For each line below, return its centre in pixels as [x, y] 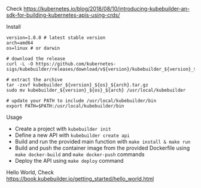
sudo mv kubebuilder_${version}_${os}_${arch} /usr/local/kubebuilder [96, 90]
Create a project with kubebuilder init [63, 129]
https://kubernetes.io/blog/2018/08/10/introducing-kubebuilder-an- [107, 9]
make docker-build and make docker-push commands [80, 154]
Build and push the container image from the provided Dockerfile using [102, 148]
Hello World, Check [30, 172]
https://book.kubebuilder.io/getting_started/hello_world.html [80, 179]
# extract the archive [34, 80]
